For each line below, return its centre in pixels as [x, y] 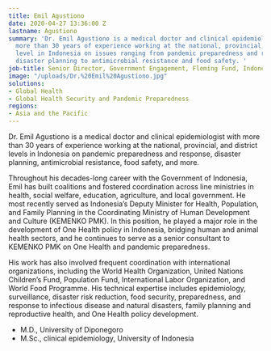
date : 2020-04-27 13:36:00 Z [57, 23]
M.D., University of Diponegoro [71, 330]
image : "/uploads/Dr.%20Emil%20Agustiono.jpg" [88, 76]
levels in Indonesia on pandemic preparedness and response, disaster [125, 154]
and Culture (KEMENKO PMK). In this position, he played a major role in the [133, 221]
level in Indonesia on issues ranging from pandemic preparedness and [137, 53]
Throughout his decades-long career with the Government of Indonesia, [128, 178]
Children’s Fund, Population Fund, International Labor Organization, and [127, 279]
